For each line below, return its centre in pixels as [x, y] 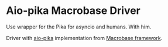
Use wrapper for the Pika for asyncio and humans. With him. [79, 27]
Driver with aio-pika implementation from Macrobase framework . [84, 38]
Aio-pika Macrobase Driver [73, 11]
